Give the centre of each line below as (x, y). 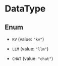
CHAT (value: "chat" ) (33, 58)
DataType (25, 9)
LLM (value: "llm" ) (30, 49)
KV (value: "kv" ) (28, 39)
